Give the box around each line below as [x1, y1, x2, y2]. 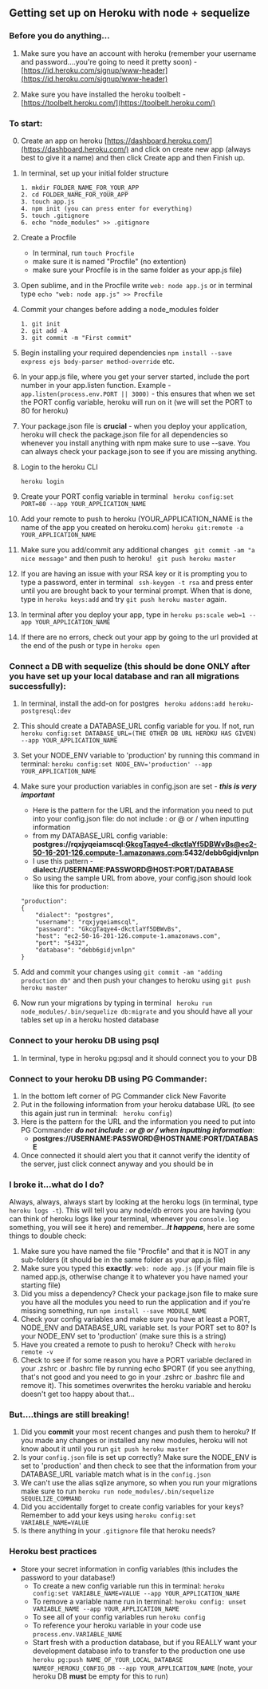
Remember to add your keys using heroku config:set [20, 1510, 196, 1520]
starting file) [20, 1280, 61, 1290]
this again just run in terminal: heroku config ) [20, 1108, 172, 1117]
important [20, 790, 55, 800]
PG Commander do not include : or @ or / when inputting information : [20, 1125, 255, 1134]
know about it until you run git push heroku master [20, 1444, 190, 1454]
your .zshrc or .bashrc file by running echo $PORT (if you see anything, [20, 1364, 255, 1374]
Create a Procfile [20, 232, 77, 242]
